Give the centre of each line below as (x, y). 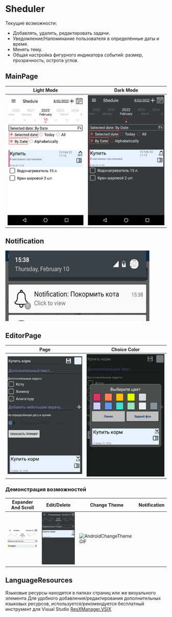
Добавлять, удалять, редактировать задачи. (61, 33)
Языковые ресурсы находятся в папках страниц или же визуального (81, 592)
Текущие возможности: (31, 23)
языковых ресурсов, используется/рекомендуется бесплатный (75, 604)
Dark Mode (126, 90)
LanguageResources (39, 580)
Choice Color (126, 349)
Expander (23, 502)
